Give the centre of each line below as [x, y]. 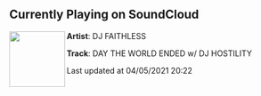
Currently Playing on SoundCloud [104, 15]
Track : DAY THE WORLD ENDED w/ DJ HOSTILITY [159, 53]
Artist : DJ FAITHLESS [106, 36]
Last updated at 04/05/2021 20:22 [130, 70]
